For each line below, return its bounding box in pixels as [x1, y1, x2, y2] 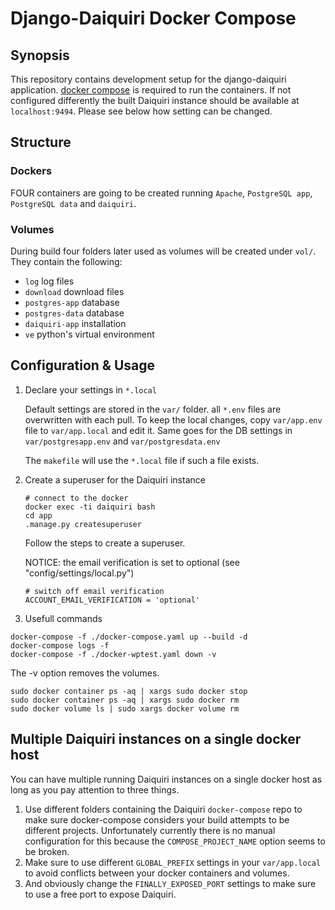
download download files [24, 285, 125, 297]
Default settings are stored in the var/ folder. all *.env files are [24, 403, 282, 415]
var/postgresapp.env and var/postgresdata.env [24, 435, 221, 447]
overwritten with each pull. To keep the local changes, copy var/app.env [24, 413, 323, 426]
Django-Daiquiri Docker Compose [10, 7, 297, 30]
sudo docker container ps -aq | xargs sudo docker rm [10, 695, 240, 705]
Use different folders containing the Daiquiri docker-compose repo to [24, 803, 303, 815]
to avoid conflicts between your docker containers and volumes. [24, 867, 290, 879]
